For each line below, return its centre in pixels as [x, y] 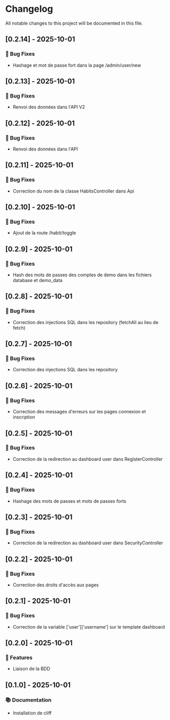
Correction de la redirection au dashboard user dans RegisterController [88, 459]
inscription [24, 417]
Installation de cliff [32, 713]
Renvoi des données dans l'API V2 [49, 107]
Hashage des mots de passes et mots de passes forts [69, 501]
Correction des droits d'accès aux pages [56, 585]
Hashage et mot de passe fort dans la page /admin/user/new [77, 65]
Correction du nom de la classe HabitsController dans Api [73, 191]
